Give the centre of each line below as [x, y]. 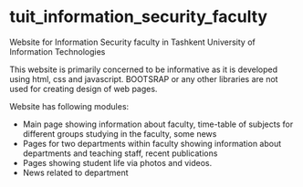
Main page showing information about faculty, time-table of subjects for [158, 124]
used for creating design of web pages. [84, 88]
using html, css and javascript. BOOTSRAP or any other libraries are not [144, 78]
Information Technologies [57, 51]
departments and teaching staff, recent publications [120, 153]
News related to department [76, 172]
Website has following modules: [69, 106]
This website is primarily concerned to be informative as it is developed [144, 69]
